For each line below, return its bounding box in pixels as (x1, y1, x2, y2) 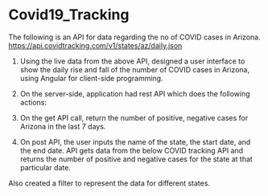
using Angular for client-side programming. (19, 73, 163, 83)
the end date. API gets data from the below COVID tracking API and (19, 145, 244, 155)
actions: (19, 97, 47, 107)
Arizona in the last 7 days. (19, 121, 106, 131)
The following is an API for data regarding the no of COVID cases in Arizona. (8, 32, 261, 42)
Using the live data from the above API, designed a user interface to (19, 56, 245, 66)
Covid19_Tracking (8, 6, 130, 24)
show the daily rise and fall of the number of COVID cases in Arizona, (19, 64, 250, 74)
